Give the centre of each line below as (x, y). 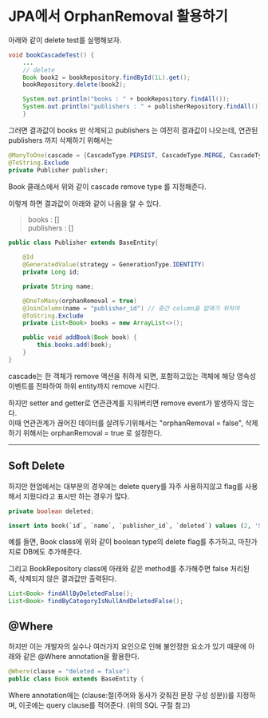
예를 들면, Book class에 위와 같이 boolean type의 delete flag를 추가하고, (122, 542)
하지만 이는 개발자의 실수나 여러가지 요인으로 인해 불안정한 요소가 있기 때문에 (128, 646)
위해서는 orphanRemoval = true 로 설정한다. (93, 432)
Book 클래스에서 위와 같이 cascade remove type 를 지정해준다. (108, 186)
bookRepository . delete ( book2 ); (75, 85)
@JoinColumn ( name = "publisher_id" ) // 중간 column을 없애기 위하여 (131, 308)
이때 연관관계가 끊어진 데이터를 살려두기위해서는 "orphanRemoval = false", (126, 423)
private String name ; (58, 286)
